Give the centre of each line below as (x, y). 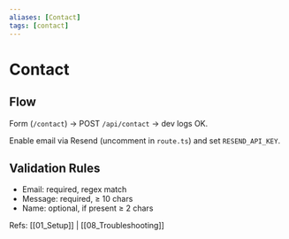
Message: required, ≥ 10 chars (77, 199)
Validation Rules (55, 168)
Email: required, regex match (74, 189)
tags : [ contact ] (39, 26)
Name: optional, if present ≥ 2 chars (87, 208)
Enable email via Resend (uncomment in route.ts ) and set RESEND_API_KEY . (145, 140)
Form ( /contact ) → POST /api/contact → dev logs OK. (109, 123)
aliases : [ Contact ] (45, 17)
